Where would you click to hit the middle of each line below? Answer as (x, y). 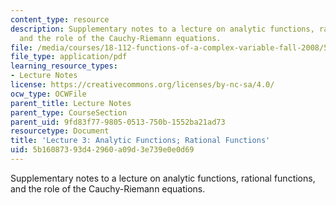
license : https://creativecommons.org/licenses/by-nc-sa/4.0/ (142, 85)
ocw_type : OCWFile (48, 94)
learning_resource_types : (64, 66)
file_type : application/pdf (69, 57)
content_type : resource (60, 19)
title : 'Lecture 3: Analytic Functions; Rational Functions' (140, 141)
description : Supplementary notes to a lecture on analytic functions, (162, 29)
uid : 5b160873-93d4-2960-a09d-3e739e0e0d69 (102, 150)
